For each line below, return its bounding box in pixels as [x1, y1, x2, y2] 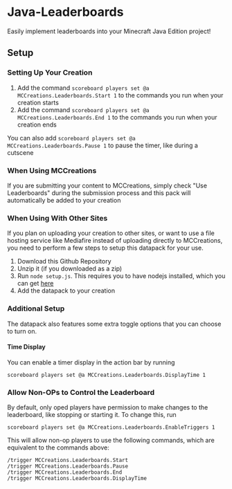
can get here [17, 279, 54, 288]
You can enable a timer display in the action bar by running [7, 358, 175, 367]
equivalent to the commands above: [7, 443, 109, 452]
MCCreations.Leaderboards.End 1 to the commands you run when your [17, 113, 217, 121]
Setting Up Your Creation [7, 68, 93, 77]
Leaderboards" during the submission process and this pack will [7, 188, 191, 197]
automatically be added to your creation [7, 196, 121, 204]
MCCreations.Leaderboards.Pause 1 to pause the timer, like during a [7, 141, 199, 149]
